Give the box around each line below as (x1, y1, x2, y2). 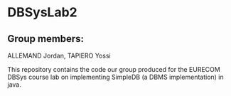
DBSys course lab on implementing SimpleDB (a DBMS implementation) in (7, 73, 224, 81)
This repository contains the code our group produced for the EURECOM (7, 65, 220, 73)
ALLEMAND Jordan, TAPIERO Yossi (7, 51, 112, 60)
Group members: (7, 33, 84, 45)
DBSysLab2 (7, 4, 77, 21)
